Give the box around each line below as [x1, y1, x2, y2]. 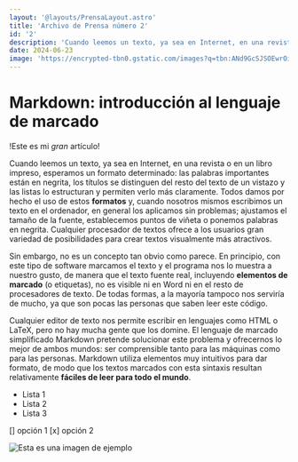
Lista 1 [21, 388, 46, 400]
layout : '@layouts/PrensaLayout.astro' [9, 12, 157, 22]
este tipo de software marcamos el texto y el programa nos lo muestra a [9, 259, 272, 271]
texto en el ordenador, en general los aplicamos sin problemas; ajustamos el [9, 205, 287, 216]
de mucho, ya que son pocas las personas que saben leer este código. [9, 298, 269, 308]
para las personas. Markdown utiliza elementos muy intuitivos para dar [9, 353, 268, 363]
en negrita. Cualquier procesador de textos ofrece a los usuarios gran [9, 224, 264, 235]
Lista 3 [21, 408, 47, 418]
